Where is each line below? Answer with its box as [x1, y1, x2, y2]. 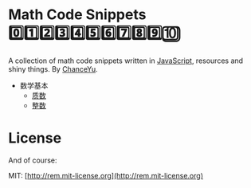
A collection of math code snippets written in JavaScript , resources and [8, 56, 244, 65]
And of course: [8, 155, 57, 165]
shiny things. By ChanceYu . [8, 64, 98, 73]
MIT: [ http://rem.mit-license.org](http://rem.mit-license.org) [8, 170, 203, 180]
